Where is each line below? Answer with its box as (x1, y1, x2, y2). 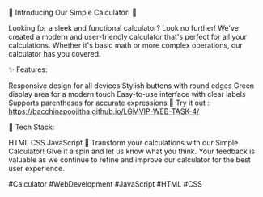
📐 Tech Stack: (8, 122, 55, 132)
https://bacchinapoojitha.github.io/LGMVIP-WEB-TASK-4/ (8, 107, 200, 116)
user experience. (8, 164, 65, 173)
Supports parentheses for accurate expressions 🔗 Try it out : (8, 98, 210, 107)
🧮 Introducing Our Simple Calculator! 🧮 (8, 8, 138, 17)
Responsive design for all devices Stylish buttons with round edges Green (8, 81, 255, 90)
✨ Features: (8, 65, 48, 74)
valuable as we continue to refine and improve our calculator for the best (8, 155, 251, 165)
